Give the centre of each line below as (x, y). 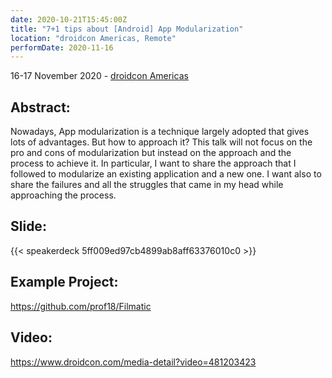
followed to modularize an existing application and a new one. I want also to (166, 174)
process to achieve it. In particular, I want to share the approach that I (153, 163)
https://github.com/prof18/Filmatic (81, 306)
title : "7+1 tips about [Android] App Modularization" (127, 29)
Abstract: (40, 107)
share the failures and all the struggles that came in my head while (147, 185)
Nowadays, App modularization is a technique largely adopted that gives (160, 132)
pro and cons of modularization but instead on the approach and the (151, 153)
